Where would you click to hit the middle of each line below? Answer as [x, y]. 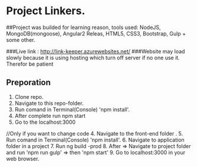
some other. [21, 40]
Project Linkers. [46, 11]
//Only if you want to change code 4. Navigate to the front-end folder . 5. [95, 133]
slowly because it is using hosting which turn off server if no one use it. [93, 57]
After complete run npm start [50, 115]
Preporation [29, 83]
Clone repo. [29, 97]
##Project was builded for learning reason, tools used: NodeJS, [83, 27]
